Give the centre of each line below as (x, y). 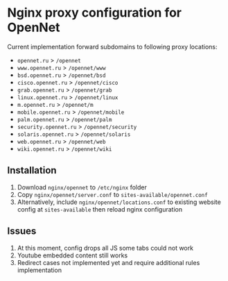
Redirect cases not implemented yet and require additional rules (108, 262)
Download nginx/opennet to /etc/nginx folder (82, 187)
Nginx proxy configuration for (95, 13)
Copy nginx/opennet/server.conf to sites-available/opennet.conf (112, 194)
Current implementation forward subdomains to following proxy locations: (112, 46)
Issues (22, 231)
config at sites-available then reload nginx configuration (99, 209)
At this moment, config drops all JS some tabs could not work (105, 248)
